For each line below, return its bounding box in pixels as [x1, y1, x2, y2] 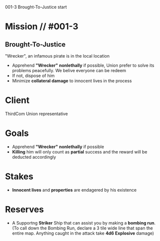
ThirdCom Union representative [5, 111, 68, 117]
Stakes [5, 171, 33, 182]
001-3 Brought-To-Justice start [5, 4, 67, 10]
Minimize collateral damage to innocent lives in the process [12, 78, 132, 84]
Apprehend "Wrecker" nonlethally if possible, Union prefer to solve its [12, 62, 154, 68]
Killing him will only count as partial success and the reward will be [12, 149, 147, 154]
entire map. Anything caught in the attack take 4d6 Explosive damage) [12, 230, 154, 236]
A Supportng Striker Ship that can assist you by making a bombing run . [12, 220, 156, 226]
